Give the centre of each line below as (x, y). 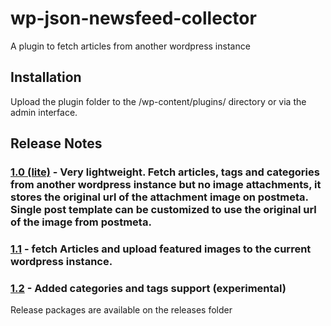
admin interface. (44, 112)
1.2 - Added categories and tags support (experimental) (148, 288)
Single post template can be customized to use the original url (163, 210)
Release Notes (56, 143)
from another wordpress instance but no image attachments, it (166, 185)
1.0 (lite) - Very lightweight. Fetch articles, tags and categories (165, 172)
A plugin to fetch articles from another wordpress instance (130, 46)
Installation (46, 77)
